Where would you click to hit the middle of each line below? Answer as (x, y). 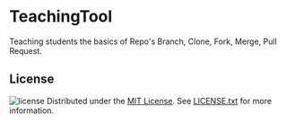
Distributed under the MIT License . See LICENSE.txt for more (159, 101)
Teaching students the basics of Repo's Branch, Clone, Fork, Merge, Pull (143, 41)
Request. (26, 50)
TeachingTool (61, 17)
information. (32, 110)
